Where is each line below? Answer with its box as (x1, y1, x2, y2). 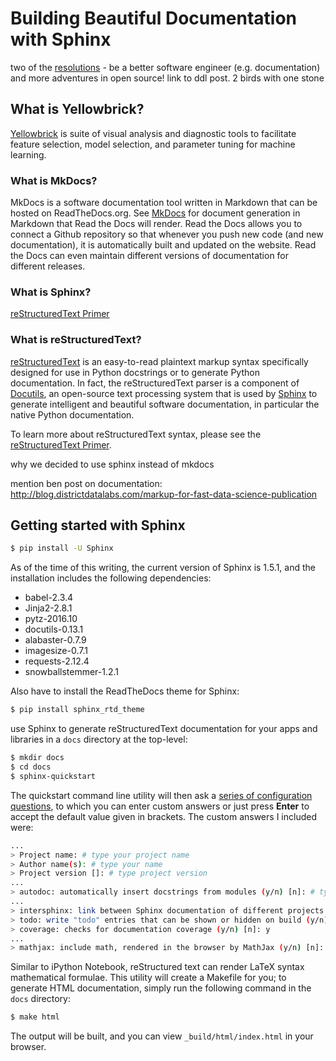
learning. (10, 148, 47, 161)
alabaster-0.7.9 (24, 634, 87, 646)
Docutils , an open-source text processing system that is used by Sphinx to (10, 387, 318, 399)
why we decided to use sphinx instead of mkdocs (10, 458, 215, 470)
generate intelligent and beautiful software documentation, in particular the (10, 398, 320, 410)
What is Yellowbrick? (10, 101, 145, 118)
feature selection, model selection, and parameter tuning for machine (10, 138, 296, 150)
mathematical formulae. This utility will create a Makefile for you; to (10, 972, 287, 984)
